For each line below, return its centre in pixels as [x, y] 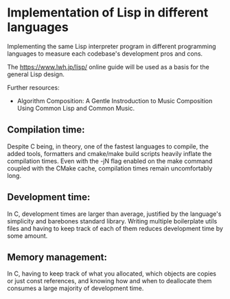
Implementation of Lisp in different [108, 13]
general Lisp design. [36, 74]
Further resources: [33, 87]
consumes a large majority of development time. [76, 288]
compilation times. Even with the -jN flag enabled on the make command [110, 161]
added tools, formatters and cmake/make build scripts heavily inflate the [110, 153]
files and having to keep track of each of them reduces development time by [115, 228]
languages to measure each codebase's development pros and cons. [105, 54]
